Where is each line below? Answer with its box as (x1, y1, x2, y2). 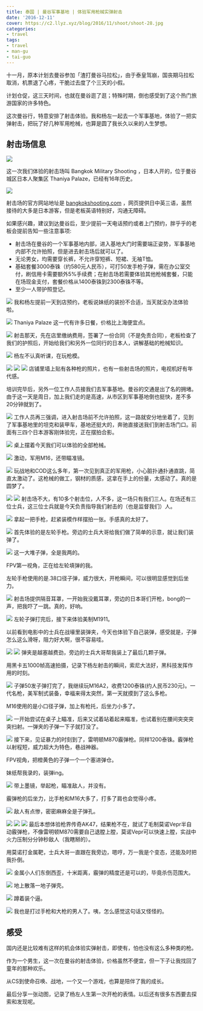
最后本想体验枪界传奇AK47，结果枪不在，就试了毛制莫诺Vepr (28, 821, 181, 828)
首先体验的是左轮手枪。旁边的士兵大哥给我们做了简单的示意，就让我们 (13, 529, 188, 536)
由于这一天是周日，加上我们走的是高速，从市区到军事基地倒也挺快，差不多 (6, 393, 192, 400)
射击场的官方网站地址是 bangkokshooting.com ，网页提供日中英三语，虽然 (6, 199, 192, 206)
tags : (6, 37, 20, 43)
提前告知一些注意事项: (16, 228, 72, 235)
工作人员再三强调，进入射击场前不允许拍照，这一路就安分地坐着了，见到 (13, 413, 194, 421)
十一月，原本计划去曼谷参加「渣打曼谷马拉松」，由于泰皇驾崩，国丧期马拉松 (6, 71, 195, 79)
